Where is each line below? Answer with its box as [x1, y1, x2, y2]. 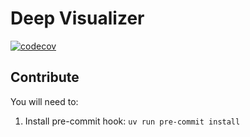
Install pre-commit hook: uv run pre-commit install [24, 115, 241, 127]
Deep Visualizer [10, 7, 145, 30]
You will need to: [10, 95, 79, 107]
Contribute [10, 69, 80, 86]
